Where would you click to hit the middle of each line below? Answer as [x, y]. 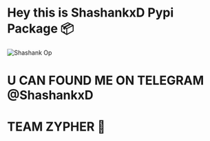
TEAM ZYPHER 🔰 [56, 127]
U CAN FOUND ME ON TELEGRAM [106, 81]
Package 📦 [41, 29]
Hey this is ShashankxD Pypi [91, 13]
